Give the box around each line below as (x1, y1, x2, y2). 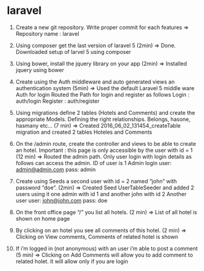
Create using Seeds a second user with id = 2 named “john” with (15, 177, 177, 184)
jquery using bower (15, 66, 64, 73)
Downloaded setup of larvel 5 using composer (15, 48, 131, 55)
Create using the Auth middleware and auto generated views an (15, 78, 175, 85)
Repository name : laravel (15, 30, 79, 37)
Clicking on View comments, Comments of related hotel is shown (15, 233, 179, 240)
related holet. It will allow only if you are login (15, 258, 129, 265)
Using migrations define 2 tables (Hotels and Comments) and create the (15, 109, 196, 116)
